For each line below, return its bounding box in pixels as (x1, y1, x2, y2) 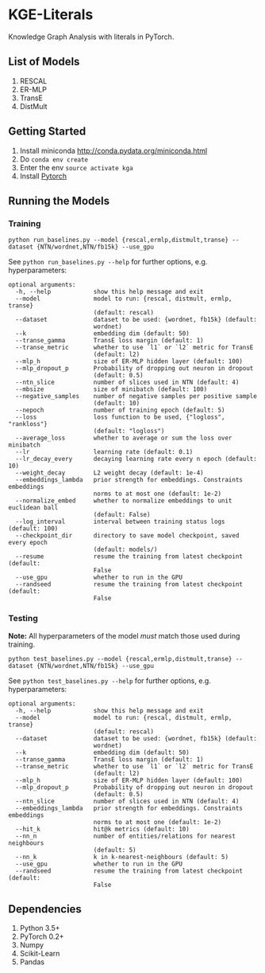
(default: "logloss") (93, 428, 165, 436)
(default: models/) (93, 545, 158, 554)
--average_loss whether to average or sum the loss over (15, 434, 232, 443)
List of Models (8, 55, 80, 68)
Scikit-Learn (19, 949, 60, 959)
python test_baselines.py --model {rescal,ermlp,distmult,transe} (8, 655, 232, 662)
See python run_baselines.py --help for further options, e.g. (8, 257, 208, 267)
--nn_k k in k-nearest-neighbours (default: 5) (15, 853, 229, 861)
